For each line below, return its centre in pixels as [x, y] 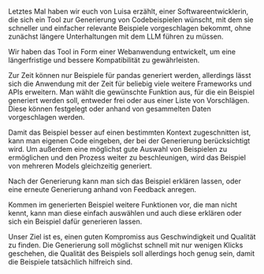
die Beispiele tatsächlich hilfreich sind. [70, 262]
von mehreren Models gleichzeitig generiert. [80, 166]
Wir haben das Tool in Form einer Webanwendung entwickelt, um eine [122, 52]
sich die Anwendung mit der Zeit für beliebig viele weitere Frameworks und [130, 83]
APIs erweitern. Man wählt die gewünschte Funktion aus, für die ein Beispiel [131, 92]
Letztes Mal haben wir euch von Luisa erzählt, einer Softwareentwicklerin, [128, 11]
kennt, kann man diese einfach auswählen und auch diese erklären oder [125, 213]
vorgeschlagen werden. [46, 117]
